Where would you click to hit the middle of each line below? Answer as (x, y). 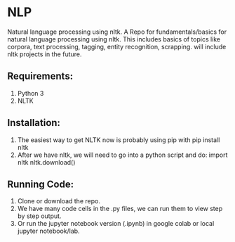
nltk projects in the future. (45, 54)
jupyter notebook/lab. (48, 231)
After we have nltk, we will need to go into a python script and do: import (122, 155)
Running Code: (41, 184)
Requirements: (40, 76)
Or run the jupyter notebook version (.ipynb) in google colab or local (116, 224)
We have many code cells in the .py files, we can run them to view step (120, 209)
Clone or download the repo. (59, 201)
